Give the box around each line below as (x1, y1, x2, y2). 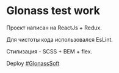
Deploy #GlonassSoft (6, 60, 60, 67)
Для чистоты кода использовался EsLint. (6, 36, 113, 43)
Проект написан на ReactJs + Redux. (6, 24, 102, 31)
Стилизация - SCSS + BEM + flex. (6, 47, 93, 55)
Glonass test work (6, 4, 101, 18)
